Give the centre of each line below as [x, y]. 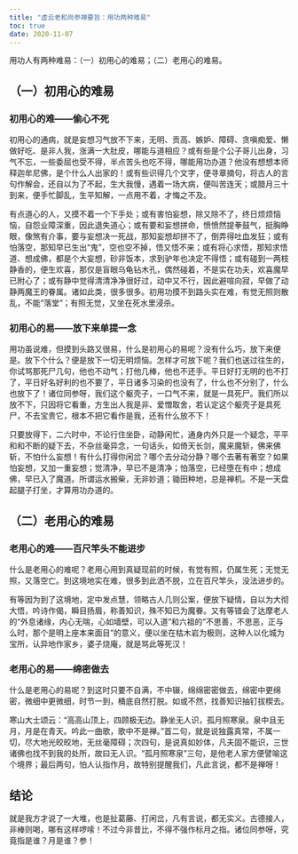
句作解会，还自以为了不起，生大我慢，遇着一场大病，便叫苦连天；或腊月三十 [149, 184]
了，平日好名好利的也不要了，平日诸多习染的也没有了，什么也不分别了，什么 [149, 382]
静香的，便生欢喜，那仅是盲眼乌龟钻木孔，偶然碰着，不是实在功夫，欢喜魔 [145, 270]
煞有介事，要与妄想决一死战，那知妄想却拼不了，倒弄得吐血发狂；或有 [161, 236]
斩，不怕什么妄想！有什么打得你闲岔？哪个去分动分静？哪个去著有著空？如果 [149, 457]
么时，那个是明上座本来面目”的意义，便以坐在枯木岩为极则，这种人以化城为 [147, 633]
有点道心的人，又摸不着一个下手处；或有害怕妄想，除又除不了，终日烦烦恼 [145, 214]
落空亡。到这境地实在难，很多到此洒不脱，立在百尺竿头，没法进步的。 [161, 581]
